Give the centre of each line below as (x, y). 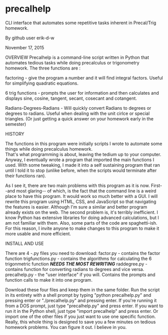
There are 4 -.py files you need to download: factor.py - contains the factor (83, 253)
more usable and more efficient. (38, 233)
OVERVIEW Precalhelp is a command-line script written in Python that (77, 57)
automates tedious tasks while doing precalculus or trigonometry (72, 62)
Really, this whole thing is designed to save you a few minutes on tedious (81, 322)
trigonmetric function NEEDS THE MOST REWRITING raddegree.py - (76, 264)
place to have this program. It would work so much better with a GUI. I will (81, 196)
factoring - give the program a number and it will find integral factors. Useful (84, 78)
